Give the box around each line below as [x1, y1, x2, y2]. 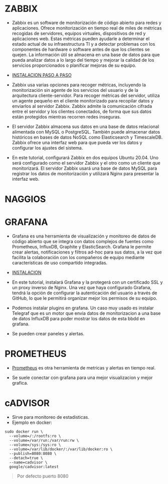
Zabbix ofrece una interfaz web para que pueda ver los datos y [12, 139, 142, 146]
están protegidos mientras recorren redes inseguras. [12, 113, 121, 119]
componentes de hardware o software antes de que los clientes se [12, 46, 150, 52]
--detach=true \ [9, 455, 43, 460]
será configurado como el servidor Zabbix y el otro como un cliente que [12, 160, 161, 166]
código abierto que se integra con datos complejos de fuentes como [12, 238, 154, 245]
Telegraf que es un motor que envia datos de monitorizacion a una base [12, 310, 161, 316]
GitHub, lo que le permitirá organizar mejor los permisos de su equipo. [12, 295, 157, 301]
